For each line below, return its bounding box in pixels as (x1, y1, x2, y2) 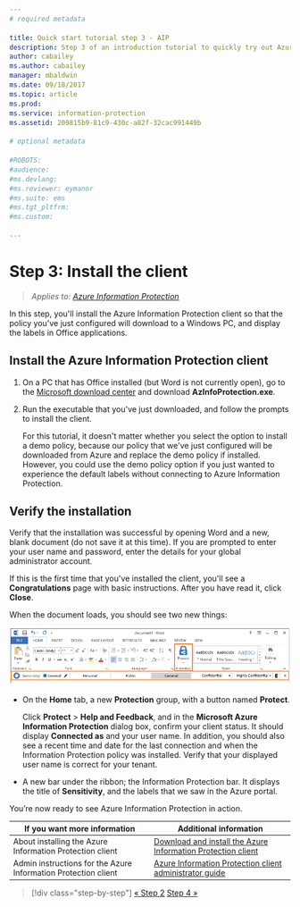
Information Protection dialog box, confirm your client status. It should (21, 721, 284, 732)
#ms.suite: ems (9, 193, 66, 203)
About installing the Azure (12, 836, 109, 847)
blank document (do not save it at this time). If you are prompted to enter (9, 537, 277, 548)
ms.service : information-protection (9, 108, 146, 118)
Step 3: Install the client (9, 262, 188, 281)
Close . (9, 592, 34, 603)
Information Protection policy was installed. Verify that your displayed (21, 750, 279, 760)
